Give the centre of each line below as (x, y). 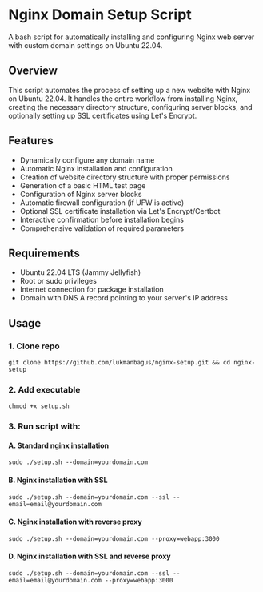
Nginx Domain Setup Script (100, 15)
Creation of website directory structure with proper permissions (125, 177)
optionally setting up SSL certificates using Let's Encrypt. (103, 115)
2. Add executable (44, 389)
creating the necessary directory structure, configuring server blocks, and (131, 107)
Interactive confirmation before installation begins (102, 219)
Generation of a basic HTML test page (83, 185)
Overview (33, 71)
